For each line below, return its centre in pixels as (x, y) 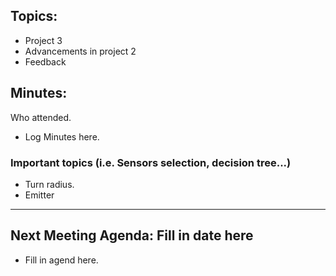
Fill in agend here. (61, 260)
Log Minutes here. (62, 136)
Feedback (45, 61)
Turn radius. (49, 184)
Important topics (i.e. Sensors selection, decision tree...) (151, 162)
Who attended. (41, 117)
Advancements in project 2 (80, 51)
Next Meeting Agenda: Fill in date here (132, 235)
